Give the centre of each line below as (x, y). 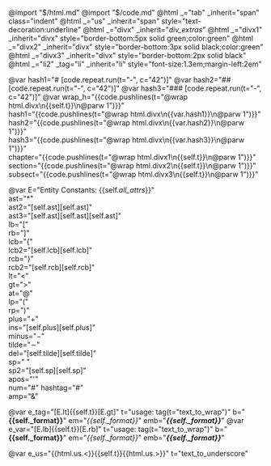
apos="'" (23, 379)
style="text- (182, 21)
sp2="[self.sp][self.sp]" (47, 371)
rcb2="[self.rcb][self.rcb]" (52, 267)
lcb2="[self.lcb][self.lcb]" (51, 250)
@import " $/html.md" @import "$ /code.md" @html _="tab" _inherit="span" (134, 13)
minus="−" (27, 336)
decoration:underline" (45, 30)
